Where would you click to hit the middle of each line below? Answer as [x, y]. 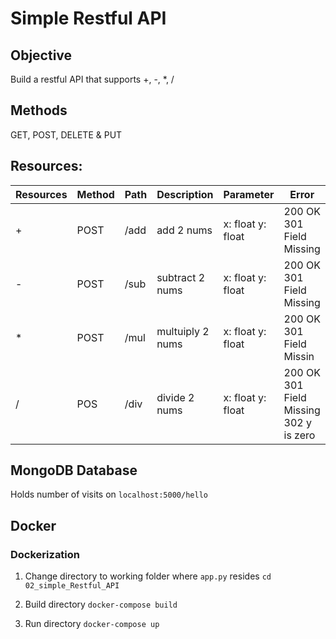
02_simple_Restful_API [72, 586]
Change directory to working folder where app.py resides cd [148, 576]
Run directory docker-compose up [92, 624]
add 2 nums [184, 230]
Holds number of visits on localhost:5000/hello [109, 494]
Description [185, 194]
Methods [39, 110]
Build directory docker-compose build [101, 604]
